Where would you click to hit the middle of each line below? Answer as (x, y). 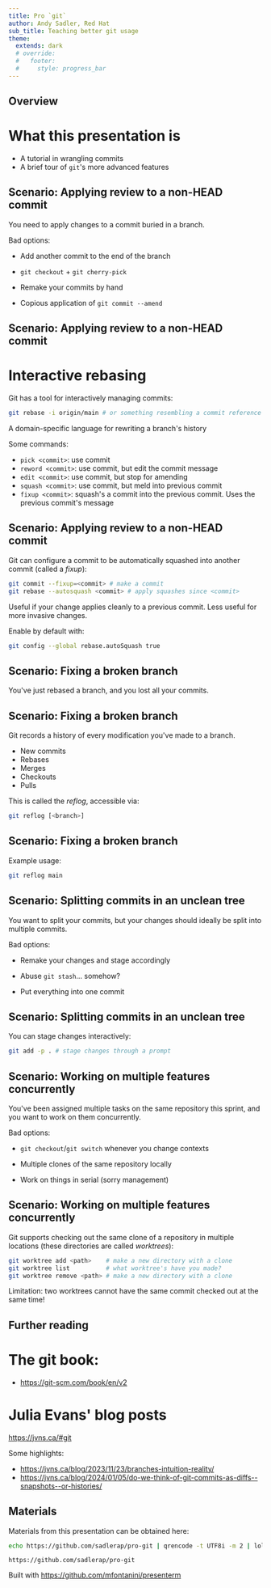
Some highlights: (36, 1453)
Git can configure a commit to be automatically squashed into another (124, 560)
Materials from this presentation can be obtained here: (99, 1531)
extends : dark (39, 46)
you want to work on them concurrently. (75, 1117)
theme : (19, 38)
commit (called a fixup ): (48, 569)
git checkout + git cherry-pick (73, 271)
